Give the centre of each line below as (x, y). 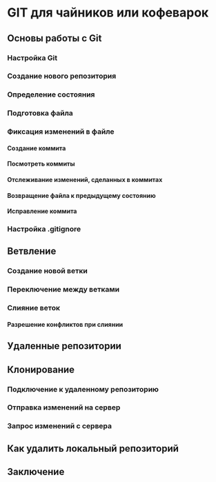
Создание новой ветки (47, 271)
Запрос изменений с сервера (60, 426)
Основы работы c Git (55, 38)
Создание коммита (37, 148)
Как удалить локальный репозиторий (93, 449)
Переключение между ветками (63, 290)
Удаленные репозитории (65, 346)
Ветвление (32, 251)
